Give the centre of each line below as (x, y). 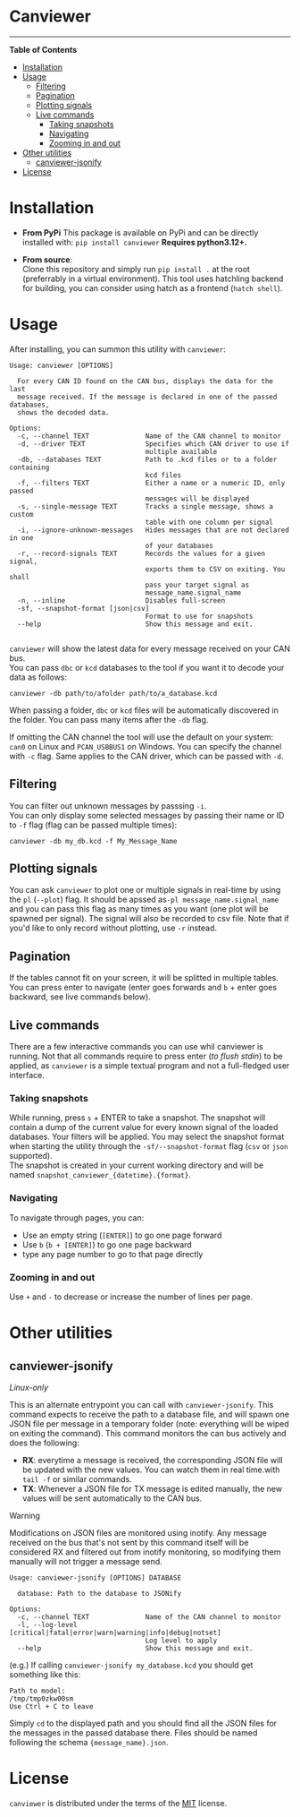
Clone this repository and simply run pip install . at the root (136, 269)
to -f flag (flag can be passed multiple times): (93, 825)
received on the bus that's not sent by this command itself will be (129, 1542)
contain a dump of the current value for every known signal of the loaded (144, 1127)
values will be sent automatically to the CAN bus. (112, 1498)
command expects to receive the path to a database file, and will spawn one (150, 1414)
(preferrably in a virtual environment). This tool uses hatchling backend (153, 279)
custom (21, 514)
